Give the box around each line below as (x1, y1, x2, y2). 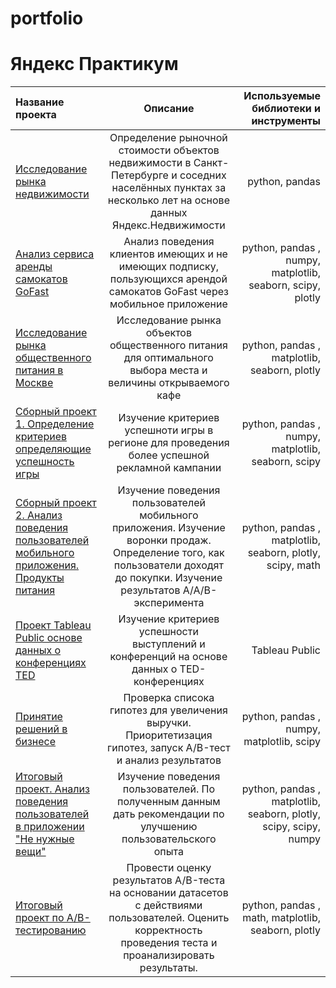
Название (15, 95, 65, 109)
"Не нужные (15, 832, 75, 846)
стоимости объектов (118, 143, 220, 157)
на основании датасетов (109, 886, 229, 900)
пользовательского (121, 832, 217, 846)
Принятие (15, 710, 63, 724)
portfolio (10, 7, 84, 30)
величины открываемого (108, 376, 230, 390)
